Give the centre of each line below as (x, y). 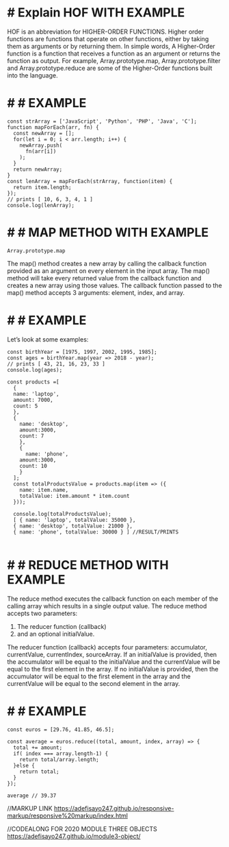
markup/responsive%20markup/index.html (68, 815)
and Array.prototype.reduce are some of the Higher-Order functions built (110, 68)
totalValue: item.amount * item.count (75, 496)
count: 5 (26, 406)
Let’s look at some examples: (48, 339)
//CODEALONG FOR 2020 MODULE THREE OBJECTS (82, 828)
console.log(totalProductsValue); (62, 514)
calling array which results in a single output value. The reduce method (107, 606)
